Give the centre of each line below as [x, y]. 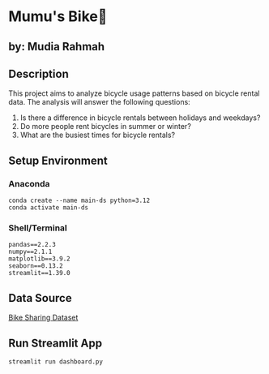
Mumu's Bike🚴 [58, 17]
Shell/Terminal [38, 228]
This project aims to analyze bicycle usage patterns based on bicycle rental [134, 93]
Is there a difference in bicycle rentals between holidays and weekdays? [140, 118]
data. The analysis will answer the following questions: [99, 102]
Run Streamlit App [56, 343]
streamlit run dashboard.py [56, 362]
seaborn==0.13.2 [36, 266]
